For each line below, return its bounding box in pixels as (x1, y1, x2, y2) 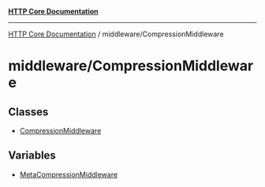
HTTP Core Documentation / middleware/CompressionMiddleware (8, 29, 224, 39)
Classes (8, 105, 49, 118)
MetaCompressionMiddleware (19, 170, 118, 179)
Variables (8, 149, 57, 163)
